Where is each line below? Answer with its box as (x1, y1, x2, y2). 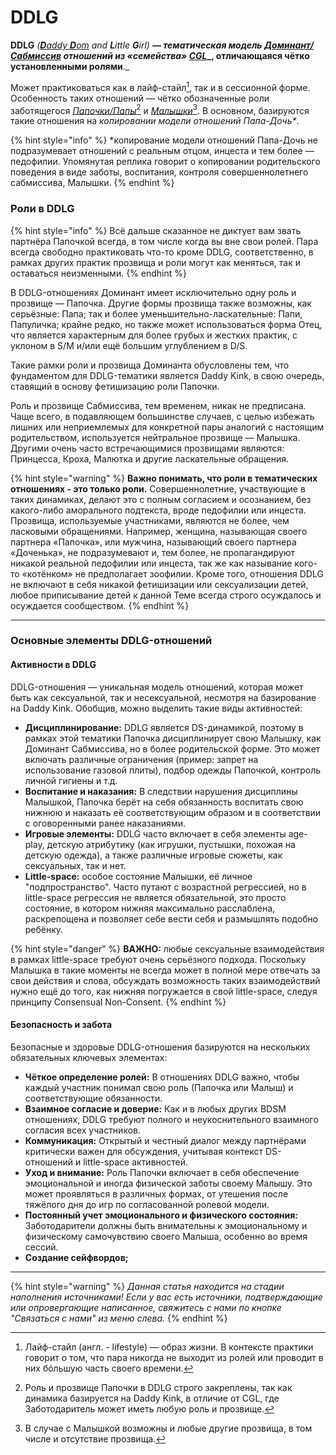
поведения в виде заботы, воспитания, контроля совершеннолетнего (10, 166, 309, 178)
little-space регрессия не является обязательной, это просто (24, 891, 287, 903)
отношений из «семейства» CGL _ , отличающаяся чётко (63, 49, 310, 61)
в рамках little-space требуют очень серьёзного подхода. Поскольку (10, 953, 307, 965)
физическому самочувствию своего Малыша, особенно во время (24, 1230, 308, 1242)
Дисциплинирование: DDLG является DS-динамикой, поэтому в (24, 721, 304, 733)
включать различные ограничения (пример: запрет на (24, 753, 259, 765)
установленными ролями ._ (10, 60, 130, 72)
